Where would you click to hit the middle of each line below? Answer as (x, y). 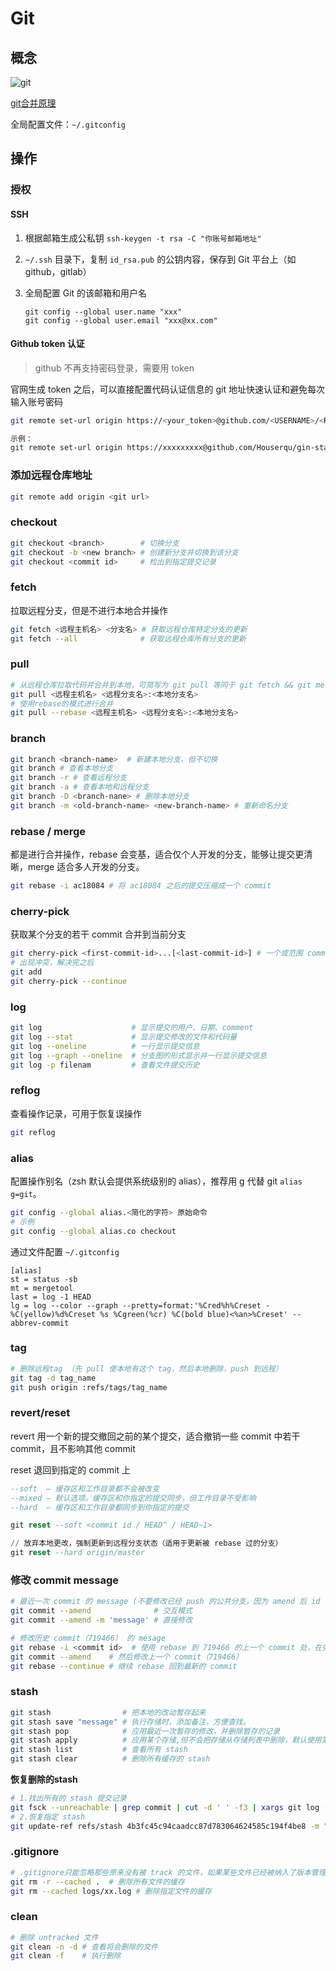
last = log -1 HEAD (51, 1297)
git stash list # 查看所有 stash (99, 1750)
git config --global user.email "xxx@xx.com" (121, 320)
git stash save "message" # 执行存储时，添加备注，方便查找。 (130, 1722)
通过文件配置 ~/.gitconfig (65, 1251)
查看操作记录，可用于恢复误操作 (76, 1113)
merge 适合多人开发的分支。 (86, 867)
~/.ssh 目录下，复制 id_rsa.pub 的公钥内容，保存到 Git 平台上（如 (160, 259)
